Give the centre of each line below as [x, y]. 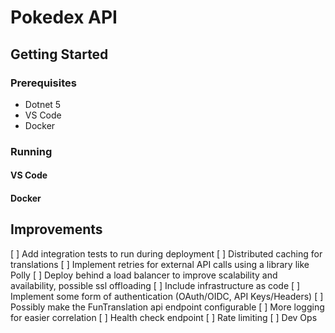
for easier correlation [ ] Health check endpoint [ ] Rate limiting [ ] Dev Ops [164, 317]
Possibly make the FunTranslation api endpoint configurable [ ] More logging [167, 307]
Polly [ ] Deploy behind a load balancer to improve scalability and [144, 275]
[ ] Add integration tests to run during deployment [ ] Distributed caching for [166, 253]
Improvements [56, 229]
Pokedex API [64, 17]
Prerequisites [43, 83]
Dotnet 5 [43, 104]
